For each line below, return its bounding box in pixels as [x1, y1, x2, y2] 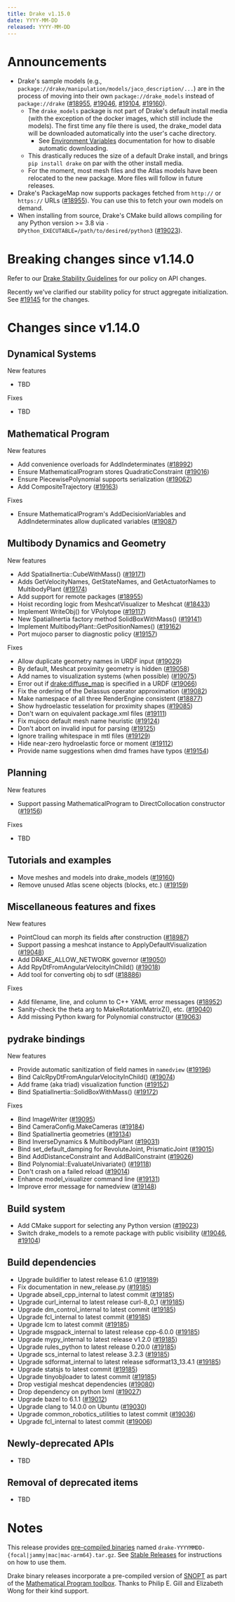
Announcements [7, 53, 107, 70]
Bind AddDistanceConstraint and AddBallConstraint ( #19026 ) [17, 1153, 194, 1161]
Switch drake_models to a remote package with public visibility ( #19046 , [17, 1229, 227, 1237]
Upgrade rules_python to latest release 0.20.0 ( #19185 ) [17, 1343, 177, 1351]
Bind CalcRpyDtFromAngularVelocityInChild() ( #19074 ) [17, 1073, 175, 1082]
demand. [17, 204, 43, 212]
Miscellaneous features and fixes [7, 901, 156, 913]
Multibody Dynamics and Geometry [7, 537, 166, 549]
